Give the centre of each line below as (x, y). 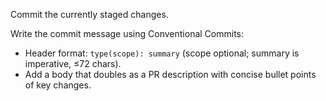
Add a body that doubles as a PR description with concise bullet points (170, 74)
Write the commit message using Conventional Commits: (127, 33)
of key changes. (58, 85)
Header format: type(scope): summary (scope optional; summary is (162, 53)
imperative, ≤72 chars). (73, 63)
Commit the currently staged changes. (89, 14)
